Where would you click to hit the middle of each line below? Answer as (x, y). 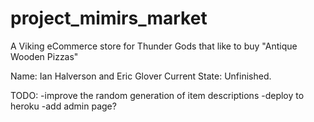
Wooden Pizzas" (44, 56)
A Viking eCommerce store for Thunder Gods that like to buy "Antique (154, 46)
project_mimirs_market (109, 18)
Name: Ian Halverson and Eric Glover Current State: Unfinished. (141, 76)
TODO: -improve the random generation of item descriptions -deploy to (157, 95)
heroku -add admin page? (63, 106)
